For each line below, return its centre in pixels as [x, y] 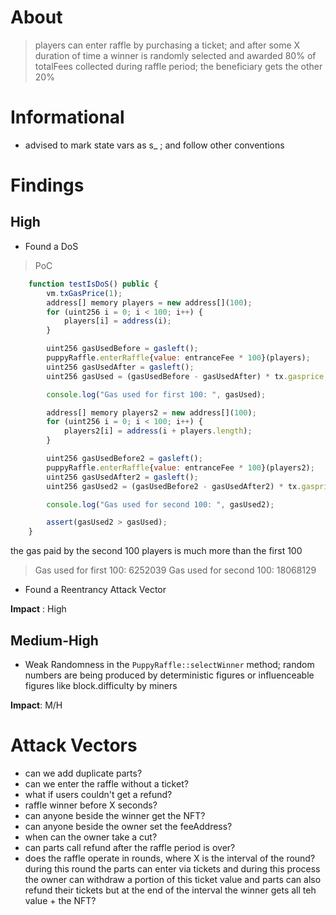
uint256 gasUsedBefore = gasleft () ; [122, 349]
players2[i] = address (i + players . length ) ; [158, 431]
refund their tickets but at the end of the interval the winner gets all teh [170, 890]
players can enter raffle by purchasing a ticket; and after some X [167, 45]
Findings [47, 185]
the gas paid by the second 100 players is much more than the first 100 [156, 551]
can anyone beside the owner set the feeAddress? [128, 826]
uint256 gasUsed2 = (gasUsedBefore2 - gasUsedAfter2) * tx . [174, 486]
